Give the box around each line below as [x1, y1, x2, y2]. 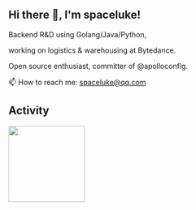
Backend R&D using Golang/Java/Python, [8, 29, 147, 39]
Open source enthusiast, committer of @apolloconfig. [8, 61, 189, 71]
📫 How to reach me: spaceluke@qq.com [8, 77, 146, 87]
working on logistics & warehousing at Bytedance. [8, 45, 176, 55]
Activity [8, 104, 50, 118]
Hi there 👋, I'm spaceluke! [8, 8, 141, 22]
